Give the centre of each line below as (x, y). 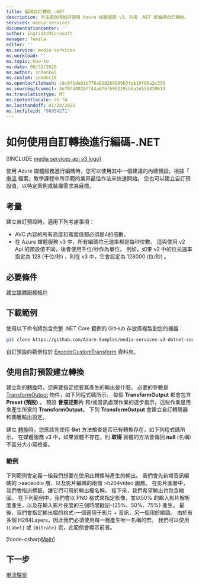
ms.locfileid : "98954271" (38, 111)
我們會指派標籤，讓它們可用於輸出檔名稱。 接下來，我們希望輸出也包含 (92, 490)
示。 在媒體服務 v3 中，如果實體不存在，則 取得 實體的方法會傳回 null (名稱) (99, 437)
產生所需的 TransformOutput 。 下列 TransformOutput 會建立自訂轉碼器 (99, 410)
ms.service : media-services (41, 50)
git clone (18, 339)
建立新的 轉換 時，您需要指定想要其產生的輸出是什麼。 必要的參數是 (87, 387)
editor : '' (20, 45)
